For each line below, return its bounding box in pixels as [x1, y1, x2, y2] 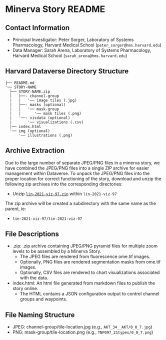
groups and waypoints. [19, 296, 67, 302]
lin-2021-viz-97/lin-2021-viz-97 [12, 216, 82, 221]
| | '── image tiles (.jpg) [9, 97, 77, 103]
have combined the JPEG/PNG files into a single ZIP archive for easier [5, 165, 149, 171]
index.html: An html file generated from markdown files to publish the [12, 280, 155, 286]
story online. [12, 285, 38, 291]
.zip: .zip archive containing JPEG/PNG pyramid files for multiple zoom [12, 243, 158, 249]
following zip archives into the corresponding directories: [5, 181, 123, 187]
